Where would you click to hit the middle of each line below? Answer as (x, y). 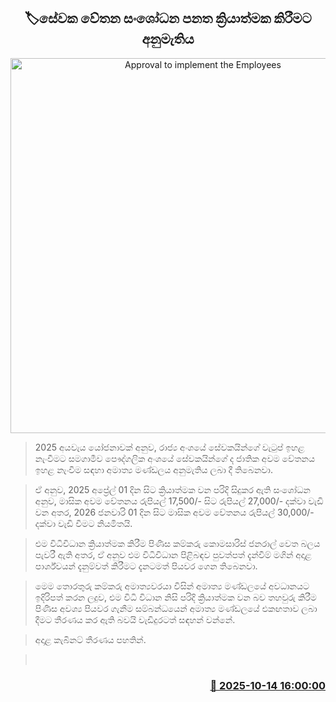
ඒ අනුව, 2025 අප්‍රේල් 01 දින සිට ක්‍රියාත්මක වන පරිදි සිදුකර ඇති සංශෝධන (172, 489)
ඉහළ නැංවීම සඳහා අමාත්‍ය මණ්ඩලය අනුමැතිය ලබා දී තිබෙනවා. (153, 469)
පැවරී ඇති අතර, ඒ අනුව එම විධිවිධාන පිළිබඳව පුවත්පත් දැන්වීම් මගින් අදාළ (173, 554)
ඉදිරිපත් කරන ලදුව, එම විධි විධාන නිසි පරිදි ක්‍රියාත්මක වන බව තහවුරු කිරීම (175, 597)
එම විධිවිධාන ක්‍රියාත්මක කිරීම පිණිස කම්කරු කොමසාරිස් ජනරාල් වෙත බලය (177, 543)
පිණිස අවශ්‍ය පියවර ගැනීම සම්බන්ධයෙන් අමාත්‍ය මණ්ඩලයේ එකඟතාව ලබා (176, 608)
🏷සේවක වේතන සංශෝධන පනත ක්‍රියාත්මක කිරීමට (168, 18)
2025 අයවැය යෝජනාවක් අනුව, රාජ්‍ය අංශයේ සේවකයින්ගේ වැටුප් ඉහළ (169, 447)
